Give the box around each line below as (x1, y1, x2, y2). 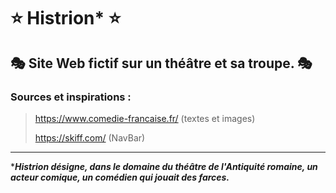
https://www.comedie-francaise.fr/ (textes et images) (34, 112, 256, 124)
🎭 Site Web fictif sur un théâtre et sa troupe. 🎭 (10, 55, 313, 72)
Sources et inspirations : (10, 90, 132, 104)
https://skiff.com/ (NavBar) (34, 131, 146, 144)
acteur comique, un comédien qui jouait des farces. (10, 171, 230, 183)
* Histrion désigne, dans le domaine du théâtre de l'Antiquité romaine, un (10, 160, 318, 172)
